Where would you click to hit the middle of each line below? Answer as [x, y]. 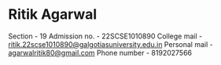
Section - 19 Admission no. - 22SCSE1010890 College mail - [105, 36]
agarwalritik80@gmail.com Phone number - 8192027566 [100, 52]
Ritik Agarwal [53, 14]
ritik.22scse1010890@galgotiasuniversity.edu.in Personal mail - [111, 44]
